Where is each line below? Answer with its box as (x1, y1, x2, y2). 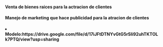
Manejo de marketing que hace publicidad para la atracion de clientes (5, 15, 149, 21)
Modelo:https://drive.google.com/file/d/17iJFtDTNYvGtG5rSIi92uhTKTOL (5, 31, 159, 37)
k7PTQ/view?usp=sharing (5, 36, 60, 42)
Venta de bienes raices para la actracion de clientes (5, 4, 112, 10)
